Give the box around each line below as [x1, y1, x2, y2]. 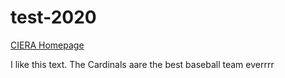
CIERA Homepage [10, 39, 85, 51]
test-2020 [10, 6, 97, 29]
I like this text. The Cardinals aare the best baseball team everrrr [10, 58, 275, 70]
